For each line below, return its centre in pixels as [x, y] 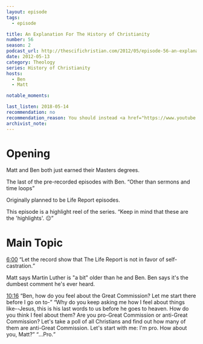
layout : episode [27, 12]
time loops [19, 188]
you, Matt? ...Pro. [30, 334]
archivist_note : [27, 124]
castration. [20, 266]
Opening [28, 154]
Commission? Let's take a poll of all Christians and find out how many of [96, 322]
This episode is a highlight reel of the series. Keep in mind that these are [97, 212]
